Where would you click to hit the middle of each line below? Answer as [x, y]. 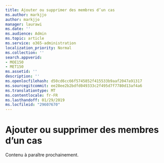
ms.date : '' [18, 29]
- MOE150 [15, 62]
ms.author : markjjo [26, 15]
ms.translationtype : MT [31, 90]
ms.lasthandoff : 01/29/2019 [35, 100]
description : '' [22, 76]
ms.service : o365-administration [41, 43]
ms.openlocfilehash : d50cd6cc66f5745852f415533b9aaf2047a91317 [74, 81]
